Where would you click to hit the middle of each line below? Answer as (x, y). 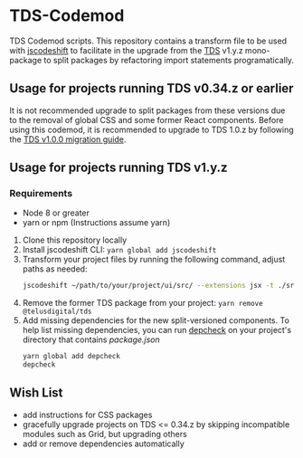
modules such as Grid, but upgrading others (104, 434)
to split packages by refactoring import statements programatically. (169, 60)
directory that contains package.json (91, 339)
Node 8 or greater (56, 213)
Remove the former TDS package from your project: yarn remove (143, 303)
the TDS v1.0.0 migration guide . (68, 139)
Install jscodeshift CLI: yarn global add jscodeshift (119, 250)
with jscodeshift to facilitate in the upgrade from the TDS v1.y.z (126, 50)
